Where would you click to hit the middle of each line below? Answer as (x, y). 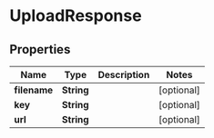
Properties (40, 49)
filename (34, 90)
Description (124, 75)
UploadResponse (76, 16)
